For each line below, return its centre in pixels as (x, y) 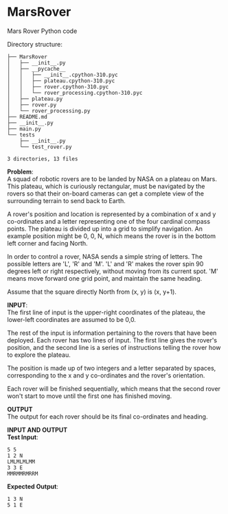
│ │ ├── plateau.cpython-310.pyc (61, 81)
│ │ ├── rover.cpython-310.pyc (58, 86)
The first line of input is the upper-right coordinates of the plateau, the (106, 312)
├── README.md (27, 117)
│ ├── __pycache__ (37, 69)
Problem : (20, 172)
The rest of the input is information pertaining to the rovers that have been (112, 333)
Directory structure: (35, 44)
